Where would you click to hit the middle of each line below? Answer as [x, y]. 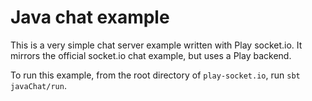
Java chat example [90, 17]
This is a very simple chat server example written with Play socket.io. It [156, 45]
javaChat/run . [38, 85]
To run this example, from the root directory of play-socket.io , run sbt [155, 75]
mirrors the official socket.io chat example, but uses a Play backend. [151, 55]
